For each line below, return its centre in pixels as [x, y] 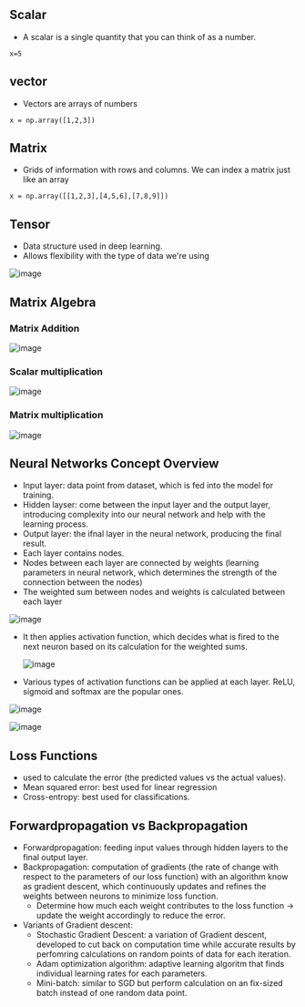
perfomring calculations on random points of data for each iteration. [163, 954]
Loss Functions [54, 755]
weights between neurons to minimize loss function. [120, 896]
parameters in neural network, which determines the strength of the [150, 572]
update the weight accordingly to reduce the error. [131, 915]
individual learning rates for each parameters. [122, 973]
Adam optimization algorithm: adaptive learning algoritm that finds [160, 963]
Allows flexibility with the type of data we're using [116, 256]
